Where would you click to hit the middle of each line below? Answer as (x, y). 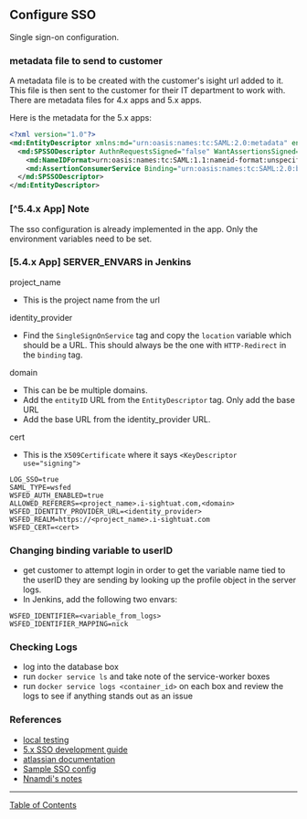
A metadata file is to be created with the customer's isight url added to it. (147, 80)
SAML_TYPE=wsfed (40, 487)
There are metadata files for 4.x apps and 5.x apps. (106, 101)
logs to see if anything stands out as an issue (108, 696)
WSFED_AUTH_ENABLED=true (57, 495)
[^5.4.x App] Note (49, 209)
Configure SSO (53, 15)
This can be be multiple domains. (85, 390)
